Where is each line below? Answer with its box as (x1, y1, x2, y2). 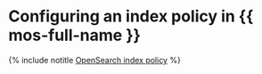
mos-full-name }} (8, 25, 142, 45)
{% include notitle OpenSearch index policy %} (8, 54, 182, 65)
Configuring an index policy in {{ (8, 6, 254, 27)
